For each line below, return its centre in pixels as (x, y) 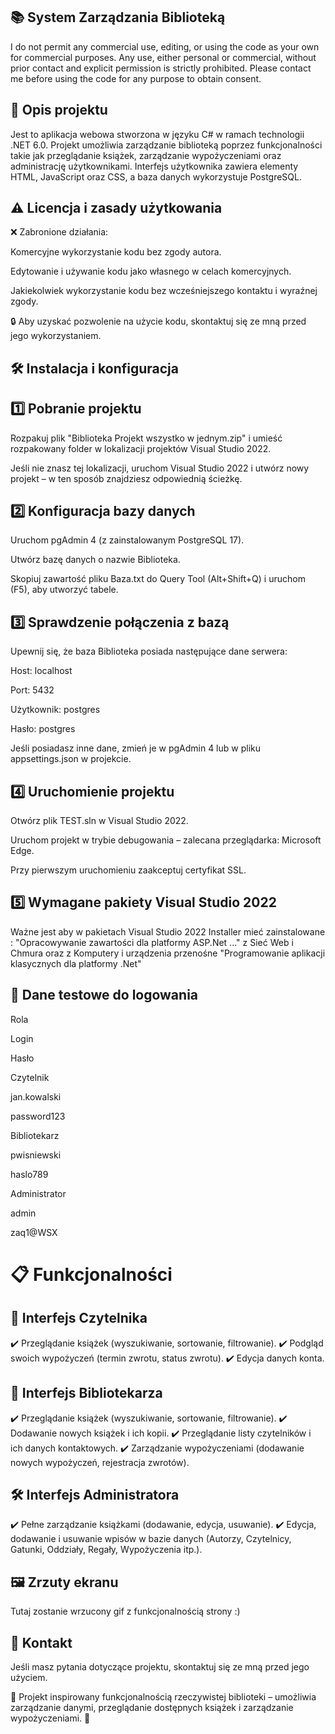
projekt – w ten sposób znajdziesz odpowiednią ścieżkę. (126, 478)
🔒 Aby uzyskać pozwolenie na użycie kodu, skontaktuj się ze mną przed (158, 321)
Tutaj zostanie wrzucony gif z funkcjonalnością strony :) (125, 1611)
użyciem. (29, 1677)
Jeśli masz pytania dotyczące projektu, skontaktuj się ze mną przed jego (160, 1666)
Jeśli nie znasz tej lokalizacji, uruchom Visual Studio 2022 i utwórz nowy (160, 468)
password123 (38, 1116)
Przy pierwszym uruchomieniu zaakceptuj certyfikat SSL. (128, 870)
